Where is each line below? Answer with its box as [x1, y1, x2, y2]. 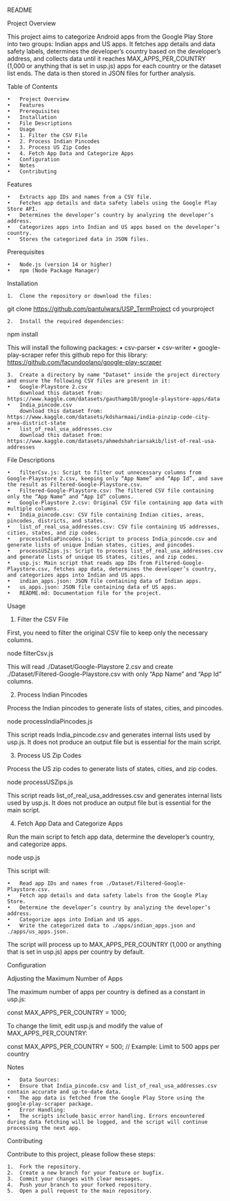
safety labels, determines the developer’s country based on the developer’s [7, 48, 222, 55]
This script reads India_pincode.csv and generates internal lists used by [7, 730, 211, 739]
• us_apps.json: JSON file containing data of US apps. [7, 584, 177, 591]
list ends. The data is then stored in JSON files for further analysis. [7, 69, 196, 77]
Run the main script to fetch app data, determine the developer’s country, [7, 833, 215, 841]
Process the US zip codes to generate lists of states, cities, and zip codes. [7, 765, 218, 772]
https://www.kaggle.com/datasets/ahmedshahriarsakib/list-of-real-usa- [7, 438, 217, 444]
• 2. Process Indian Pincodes [7, 138, 100, 145]
